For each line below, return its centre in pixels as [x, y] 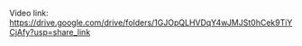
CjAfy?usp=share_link [50, 32]
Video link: [29, 13]
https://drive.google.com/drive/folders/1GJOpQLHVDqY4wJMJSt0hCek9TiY [151, 23]
